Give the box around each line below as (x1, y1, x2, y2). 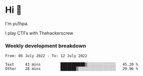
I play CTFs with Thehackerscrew (5, 30, 73, 36)
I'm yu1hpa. (5, 21, 29, 26)
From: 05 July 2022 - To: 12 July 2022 (5, 53, 88, 58)
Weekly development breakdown (5, 42, 87, 49)
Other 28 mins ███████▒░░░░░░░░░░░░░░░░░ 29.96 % (5, 66, 139, 72)
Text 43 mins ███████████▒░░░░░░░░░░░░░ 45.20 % (5, 62, 139, 67)
